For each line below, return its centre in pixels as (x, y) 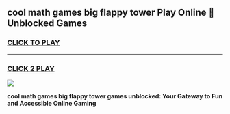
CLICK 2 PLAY (31, 68)
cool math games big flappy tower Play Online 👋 (111, 13)
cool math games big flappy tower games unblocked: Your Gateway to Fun (115, 96)
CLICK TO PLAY (34, 43)
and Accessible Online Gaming (52, 103)
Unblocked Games (47, 24)
